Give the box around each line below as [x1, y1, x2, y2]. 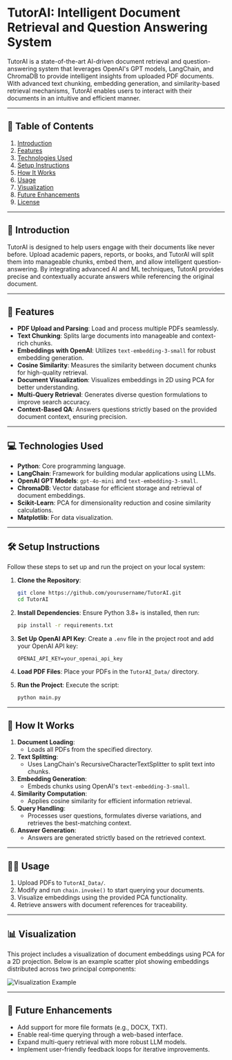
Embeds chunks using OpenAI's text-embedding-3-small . [27, 782, 190, 791]
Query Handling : [17, 805, 66, 813]
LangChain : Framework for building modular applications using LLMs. [17, 469, 216, 478]
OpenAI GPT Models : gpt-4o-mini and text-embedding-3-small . [17, 476, 198, 485]
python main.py [17, 694, 61, 701]
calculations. [17, 506, 54, 514]
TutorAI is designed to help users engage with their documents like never [7, 242, 215, 251]
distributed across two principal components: [7, 964, 137, 973]
